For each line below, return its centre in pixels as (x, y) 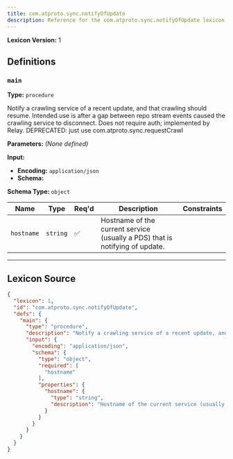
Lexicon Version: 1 (34, 40)
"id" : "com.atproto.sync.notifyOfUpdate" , (76, 307)
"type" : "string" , (77, 398)
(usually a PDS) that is (136, 238)
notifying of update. (132, 247)
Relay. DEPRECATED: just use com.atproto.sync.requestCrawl (95, 131)
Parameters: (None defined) (48, 144)
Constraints (202, 209)
